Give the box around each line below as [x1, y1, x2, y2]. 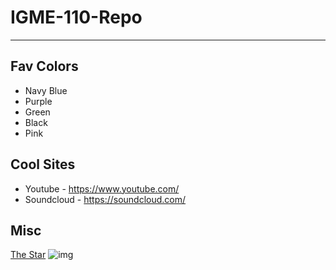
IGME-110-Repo [10, 6, 143, 29]
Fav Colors [10, 58, 79, 75]
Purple [24, 95, 53, 107]
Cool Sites [10, 156, 76, 173]
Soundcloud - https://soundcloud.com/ [24, 193, 187, 205]
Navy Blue [24, 84, 68, 96]
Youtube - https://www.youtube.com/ [24, 182, 180, 195]
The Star [10, 249, 47, 261]
